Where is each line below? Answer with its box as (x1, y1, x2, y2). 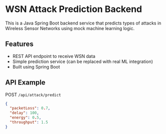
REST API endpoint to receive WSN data (12, 53, 95, 59)
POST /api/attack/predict (5, 91, 61, 97)
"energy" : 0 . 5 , (10, 115, 42, 120)
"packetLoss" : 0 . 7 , (10, 106, 51, 111)
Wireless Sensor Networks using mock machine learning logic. (5, 25, 135, 31)
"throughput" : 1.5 (10, 120, 49, 125)
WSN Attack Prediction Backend (5, 3, 142, 15)
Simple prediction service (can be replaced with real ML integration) (12, 58, 153, 64)
